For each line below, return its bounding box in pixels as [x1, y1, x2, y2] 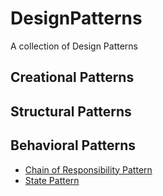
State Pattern [24, 174, 80, 186]
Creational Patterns [10, 69, 135, 86]
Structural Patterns [10, 103, 132, 120]
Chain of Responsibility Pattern [24, 163, 153, 176]
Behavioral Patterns [10, 137, 137, 154]
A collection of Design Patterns [10, 40, 138, 52]
